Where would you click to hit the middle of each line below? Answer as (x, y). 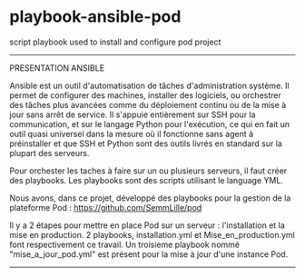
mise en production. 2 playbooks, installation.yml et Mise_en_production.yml (152, 234)
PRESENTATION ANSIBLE (57, 68)
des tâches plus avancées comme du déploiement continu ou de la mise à (148, 104)
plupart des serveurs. (49, 153)
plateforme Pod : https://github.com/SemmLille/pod (106, 207)
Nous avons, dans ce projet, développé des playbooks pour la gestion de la (150, 198)
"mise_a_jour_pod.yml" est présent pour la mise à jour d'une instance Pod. (149, 254)
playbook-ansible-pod (95, 17)
